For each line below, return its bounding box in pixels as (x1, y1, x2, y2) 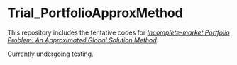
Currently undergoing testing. (7, 49, 94, 58)
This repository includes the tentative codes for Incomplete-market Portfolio (7, 28, 230, 37)
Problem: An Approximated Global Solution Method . (7, 35, 159, 44)
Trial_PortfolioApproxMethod (7, 5, 183, 21)
